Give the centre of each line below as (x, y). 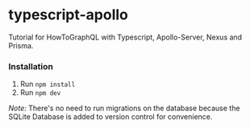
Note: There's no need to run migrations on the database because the (124, 108)
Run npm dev (40, 93)
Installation (31, 66)
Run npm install (48, 84)
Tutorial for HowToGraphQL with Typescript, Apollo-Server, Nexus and (125, 37)
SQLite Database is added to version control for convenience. (110, 117)
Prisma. (21, 45)
